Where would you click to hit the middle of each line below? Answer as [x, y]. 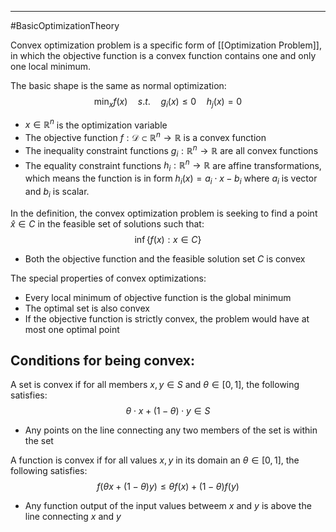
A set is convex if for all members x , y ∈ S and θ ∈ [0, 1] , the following [155, 385]
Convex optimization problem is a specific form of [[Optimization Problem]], [166, 45]
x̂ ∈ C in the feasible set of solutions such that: [107, 223]
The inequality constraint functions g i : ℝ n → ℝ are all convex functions [171, 151]
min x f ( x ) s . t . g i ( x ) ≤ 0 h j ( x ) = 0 [168, 103]
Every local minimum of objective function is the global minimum [158, 297]
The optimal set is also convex [87, 308]
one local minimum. [51, 66]
